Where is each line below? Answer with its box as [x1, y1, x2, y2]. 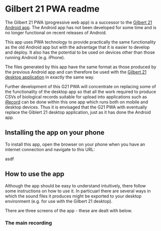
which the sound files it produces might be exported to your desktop [5, 193, 142, 199]
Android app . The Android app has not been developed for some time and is [5, 24, 157, 30]
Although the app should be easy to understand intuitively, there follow [5, 183, 146, 188]
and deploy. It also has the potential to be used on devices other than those [5, 49, 155, 55]
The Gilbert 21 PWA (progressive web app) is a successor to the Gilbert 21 [5, 19, 152, 25]
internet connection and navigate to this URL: [5, 146, 95, 152]
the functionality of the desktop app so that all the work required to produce [5, 89, 156, 94]
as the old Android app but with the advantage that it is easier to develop [5, 44, 150, 50]
